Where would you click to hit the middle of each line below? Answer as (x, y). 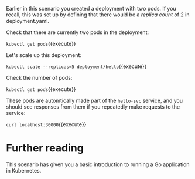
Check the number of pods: (39, 78)
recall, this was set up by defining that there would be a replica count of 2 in (98, 15)
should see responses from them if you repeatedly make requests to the (93, 107)
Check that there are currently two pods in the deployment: (78, 32)
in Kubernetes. (24, 170)
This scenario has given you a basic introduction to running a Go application (98, 164)
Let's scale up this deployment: (44, 55)
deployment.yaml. (28, 21)
